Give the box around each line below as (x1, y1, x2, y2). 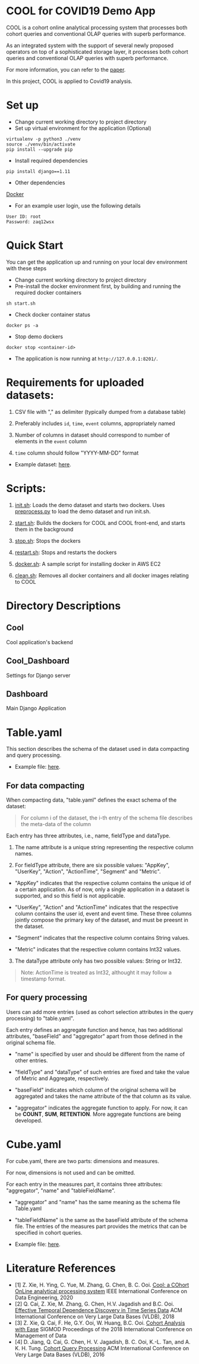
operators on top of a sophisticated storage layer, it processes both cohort (6, 48, 188, 55)
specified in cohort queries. (14, 1229, 83, 1236)
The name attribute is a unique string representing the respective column (14, 844, 194, 851)
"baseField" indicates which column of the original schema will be (14, 1086, 176, 1093)
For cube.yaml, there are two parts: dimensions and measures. (6, 1157, 159, 1164)
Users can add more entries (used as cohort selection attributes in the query (6, 1008, 194, 1015)
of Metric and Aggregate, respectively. (14, 1075, 109, 1082)
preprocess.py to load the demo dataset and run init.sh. (14, 508, 151, 515)
